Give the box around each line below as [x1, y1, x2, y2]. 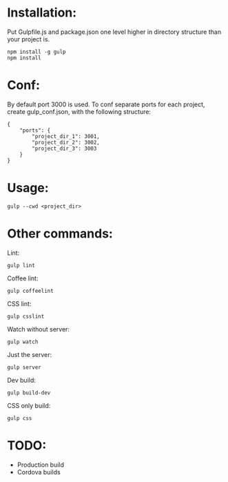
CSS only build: [7, 401, 51, 409]
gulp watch [7, 338, 39, 345]
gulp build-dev [7, 389, 51, 396]
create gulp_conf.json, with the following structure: [7, 107, 152, 115]
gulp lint [7, 262, 36, 269]
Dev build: [7, 376, 37, 384]
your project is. [7, 35, 50, 43]
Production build [17, 461, 64, 469]
